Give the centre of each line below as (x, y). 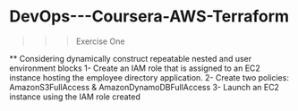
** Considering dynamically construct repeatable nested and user (131, 58)
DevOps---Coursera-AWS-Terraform (149, 17)
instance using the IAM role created (75, 97)
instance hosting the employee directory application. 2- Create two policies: (149, 77)
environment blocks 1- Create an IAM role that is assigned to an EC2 (135, 68)
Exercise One (100, 41)
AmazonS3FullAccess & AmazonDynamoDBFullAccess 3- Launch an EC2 (145, 87)
